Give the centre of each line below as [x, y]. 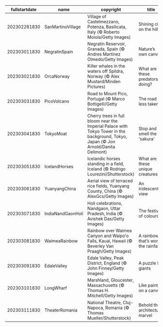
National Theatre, [105, 302]
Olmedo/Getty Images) [110, 59]
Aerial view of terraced [110, 181]
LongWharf [56, 288]
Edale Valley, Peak [106, 258]
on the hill [148, 29]
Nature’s [147, 49]
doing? [145, 84]
